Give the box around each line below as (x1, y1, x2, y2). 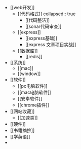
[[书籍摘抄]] (10, 127, 35, 133)
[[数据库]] (17, 48, 38, 54)
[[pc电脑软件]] (17, 83, 48, 89)
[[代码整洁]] (25, 17, 50, 23)
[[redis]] (25, 54, 43, 59)
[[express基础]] (25, 35, 57, 41)
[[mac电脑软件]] (17, 89, 52, 95)
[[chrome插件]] (17, 102, 49, 108)
